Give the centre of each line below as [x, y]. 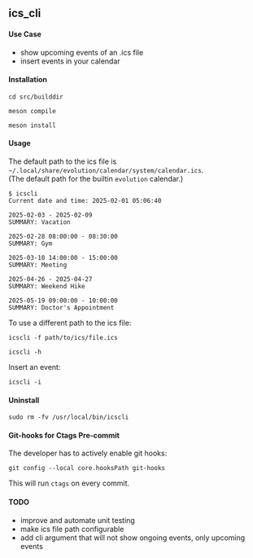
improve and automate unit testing [78, 520]
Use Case [25, 34]
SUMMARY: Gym [31, 244]
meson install [33, 125]
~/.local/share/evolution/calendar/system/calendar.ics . [106, 170]
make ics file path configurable [72, 529]
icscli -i [25, 382]
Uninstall [24, 400]
